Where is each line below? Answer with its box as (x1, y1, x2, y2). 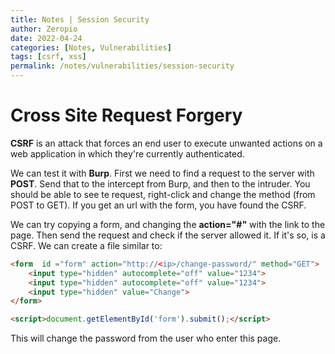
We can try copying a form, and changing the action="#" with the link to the (10, 218, 326, 230)
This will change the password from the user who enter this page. (10, 332, 282, 345)
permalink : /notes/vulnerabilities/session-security (10, 61, 235, 71)
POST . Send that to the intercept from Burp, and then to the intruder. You (10, 177, 311, 190)
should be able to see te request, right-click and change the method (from (10, 188, 316, 200)
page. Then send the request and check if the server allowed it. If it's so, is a (10, 229, 326, 241)
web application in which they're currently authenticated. (10, 147, 245, 160)
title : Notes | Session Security (10, 14, 150, 25)
